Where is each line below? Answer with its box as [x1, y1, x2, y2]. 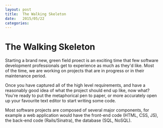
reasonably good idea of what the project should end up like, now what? [5, 88, 150, 94]
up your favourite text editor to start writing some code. [5, 98, 116, 104]
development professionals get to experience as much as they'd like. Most [5, 63, 154, 68]
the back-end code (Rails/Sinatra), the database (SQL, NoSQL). [5, 117, 132, 124]
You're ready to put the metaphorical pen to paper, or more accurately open [5, 93, 157, 98]
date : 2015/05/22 [5, 16, 45, 21]
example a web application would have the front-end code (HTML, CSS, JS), [5, 112, 159, 118]
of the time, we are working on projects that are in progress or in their [5, 68, 145, 74]
